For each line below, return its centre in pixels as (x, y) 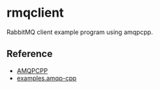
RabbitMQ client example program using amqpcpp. (80, 32)
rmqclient (35, 13)
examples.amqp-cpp (46, 78)
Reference (30, 54)
